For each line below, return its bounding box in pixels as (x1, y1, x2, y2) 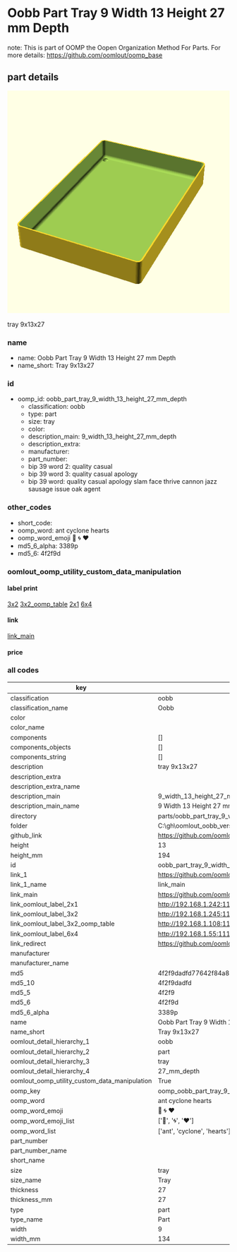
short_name (10, 1156, 45, 1164)
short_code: (17, 518, 53, 527)
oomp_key (10, 1086, 41, 1095)
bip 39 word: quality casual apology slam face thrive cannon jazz (28, 477, 217, 486)
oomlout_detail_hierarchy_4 (10, 1067, 90, 1075)
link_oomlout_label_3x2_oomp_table (10, 919, 115, 928)
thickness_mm (10, 1196, 53, 1204)
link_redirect (10, 939, 47, 948)
